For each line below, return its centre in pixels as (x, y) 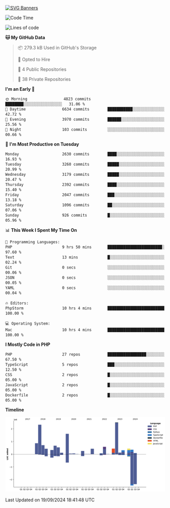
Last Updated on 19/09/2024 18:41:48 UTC (50, 500)
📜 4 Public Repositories (42, 69)
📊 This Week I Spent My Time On (41, 230)
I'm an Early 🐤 (20, 89)
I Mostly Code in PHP (28, 344)
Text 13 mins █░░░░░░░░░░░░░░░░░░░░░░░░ (85, 257)
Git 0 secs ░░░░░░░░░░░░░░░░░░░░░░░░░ (85, 268)
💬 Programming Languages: (32, 242)
